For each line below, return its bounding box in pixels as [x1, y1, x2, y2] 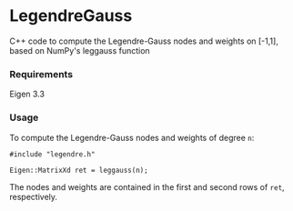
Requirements [9, 67, 74, 80]
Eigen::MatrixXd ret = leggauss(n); [9, 166, 148, 175]
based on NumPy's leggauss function [9, 45, 150, 55]
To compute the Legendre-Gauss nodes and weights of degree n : [9, 132, 255, 143]
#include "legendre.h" [9, 149, 96, 159]
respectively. [9, 191, 57, 202]
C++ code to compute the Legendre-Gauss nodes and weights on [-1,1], [9, 35, 279, 46]
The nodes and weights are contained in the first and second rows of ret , [9, 181, 285, 192]
